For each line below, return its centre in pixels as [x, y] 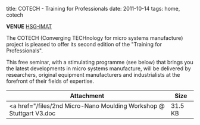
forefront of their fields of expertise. [50, 81]
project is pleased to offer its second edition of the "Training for [84, 44]
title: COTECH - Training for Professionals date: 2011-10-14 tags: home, [93, 9]
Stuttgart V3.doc [32, 113]
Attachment [87, 96]
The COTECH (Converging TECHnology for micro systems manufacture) [95, 38]
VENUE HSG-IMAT [29, 26]
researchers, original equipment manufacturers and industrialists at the [93, 75]
